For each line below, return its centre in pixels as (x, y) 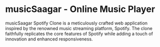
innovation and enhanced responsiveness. (49, 39)
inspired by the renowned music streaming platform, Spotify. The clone (79, 28)
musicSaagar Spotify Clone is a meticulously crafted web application (76, 23)
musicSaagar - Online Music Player (80, 9)
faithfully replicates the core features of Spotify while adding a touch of (79, 33)
